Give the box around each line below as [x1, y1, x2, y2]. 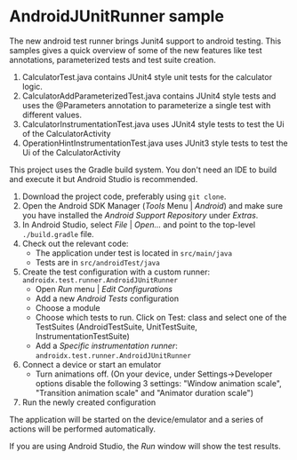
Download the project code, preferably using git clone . [21, 191, 227, 202]
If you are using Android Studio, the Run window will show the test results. [9, 440, 282, 451]
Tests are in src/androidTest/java [35, 257, 160, 267]
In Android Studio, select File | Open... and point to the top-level [21, 219, 256, 230]
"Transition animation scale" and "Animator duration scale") [35, 387, 253, 398]
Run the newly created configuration [21, 397, 157, 408]
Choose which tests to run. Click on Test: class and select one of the [35, 312, 287, 322]
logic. [21, 81, 43, 91]
